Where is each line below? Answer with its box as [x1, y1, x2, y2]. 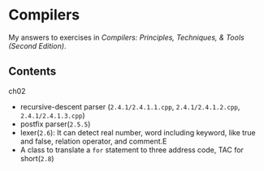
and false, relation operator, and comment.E [19, 136, 167, 146]
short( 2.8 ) [19, 153, 54, 163]
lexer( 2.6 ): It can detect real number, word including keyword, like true [19, 127, 256, 137]
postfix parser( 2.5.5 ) [19, 119, 91, 129]
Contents [8, 65, 57, 79]
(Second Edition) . [8, 41, 67, 50]
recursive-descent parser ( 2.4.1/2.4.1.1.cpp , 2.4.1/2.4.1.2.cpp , [19, 101, 240, 111]
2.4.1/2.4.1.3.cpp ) [19, 110, 85, 120]
